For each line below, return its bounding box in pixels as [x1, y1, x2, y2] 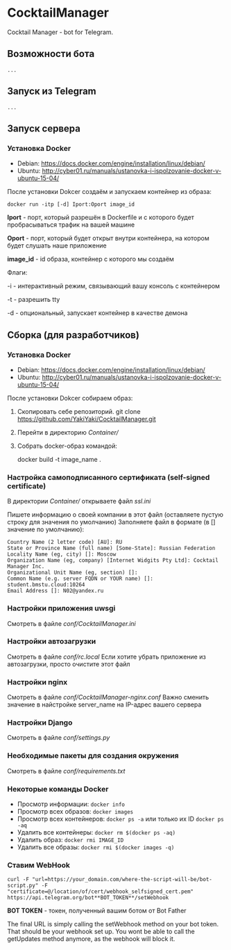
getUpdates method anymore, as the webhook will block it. [7, 935, 176, 943]
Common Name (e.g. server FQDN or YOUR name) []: [7, 575, 154, 582]
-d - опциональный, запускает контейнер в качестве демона [7, 309, 188, 317]
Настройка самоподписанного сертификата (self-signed [7, 472, 210, 482]
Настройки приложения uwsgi [7, 604, 116, 613]
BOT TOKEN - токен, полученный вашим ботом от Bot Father [7, 906, 187, 915]
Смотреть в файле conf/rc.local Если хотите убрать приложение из [7, 652, 206, 661]
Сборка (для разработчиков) [7, 329, 140, 341]
